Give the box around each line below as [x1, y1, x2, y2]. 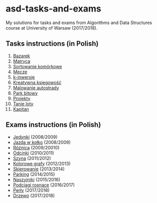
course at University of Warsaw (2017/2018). [6, 25, 98, 31]
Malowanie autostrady [13, 85, 59, 91]
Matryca [13, 58, 31, 64]
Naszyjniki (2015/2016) [13, 176, 61, 182]
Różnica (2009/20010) [13, 144, 60, 150]
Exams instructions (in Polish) [6, 121, 101, 129]
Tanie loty [13, 101, 34, 107]
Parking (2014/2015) [13, 171, 55, 177]
